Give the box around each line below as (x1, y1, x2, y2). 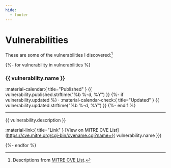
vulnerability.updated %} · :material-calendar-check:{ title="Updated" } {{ (5, 97, 159, 103)
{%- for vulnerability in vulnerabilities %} (5, 62, 91, 68)
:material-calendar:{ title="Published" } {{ (5, 86, 92, 92)
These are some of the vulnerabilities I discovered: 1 (5, 51, 113, 58)
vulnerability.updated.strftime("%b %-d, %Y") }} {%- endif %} (5, 103, 136, 109)
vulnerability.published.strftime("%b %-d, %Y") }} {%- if (5, 91, 124, 98)
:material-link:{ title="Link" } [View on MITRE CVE (5, 127, 109, 133)
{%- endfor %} (5, 142, 37, 149)
